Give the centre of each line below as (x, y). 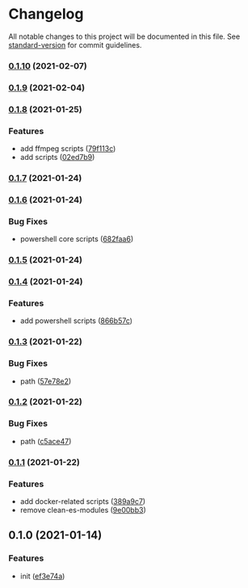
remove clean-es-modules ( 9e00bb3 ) (83, 510)
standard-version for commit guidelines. (75, 44)
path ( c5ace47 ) (46, 441)
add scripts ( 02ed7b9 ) (57, 157)
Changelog (46, 14)
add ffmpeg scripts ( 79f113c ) (68, 149)
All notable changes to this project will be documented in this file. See (124, 36)
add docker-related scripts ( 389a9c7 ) (83, 501)
